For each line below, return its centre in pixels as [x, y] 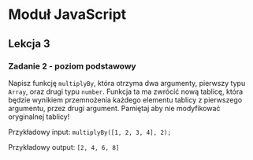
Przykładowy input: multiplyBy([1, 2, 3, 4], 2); [90, 132]
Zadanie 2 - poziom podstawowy [72, 66]
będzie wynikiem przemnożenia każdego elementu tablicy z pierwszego [125, 99]
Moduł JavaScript [67, 15]
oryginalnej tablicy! [39, 117]
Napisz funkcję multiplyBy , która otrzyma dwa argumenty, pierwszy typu [127, 83]
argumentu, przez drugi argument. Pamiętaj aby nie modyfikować [114, 108]
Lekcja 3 [29, 44]
